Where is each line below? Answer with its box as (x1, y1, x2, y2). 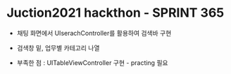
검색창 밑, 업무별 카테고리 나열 (16, 43, 100, 52)
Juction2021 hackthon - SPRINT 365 (6, 5, 225, 21)
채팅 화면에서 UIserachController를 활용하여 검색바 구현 (16, 29, 172, 37)
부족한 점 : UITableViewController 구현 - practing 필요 (16, 58, 168, 67)
